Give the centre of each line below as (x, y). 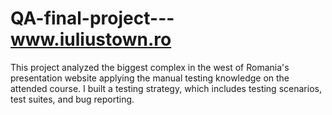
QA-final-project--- (92, 18)
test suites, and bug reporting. (72, 99)
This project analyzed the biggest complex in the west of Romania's (150, 67)
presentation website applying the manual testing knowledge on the (150, 78)
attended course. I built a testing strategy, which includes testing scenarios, (166, 88)
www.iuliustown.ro (91, 39)
